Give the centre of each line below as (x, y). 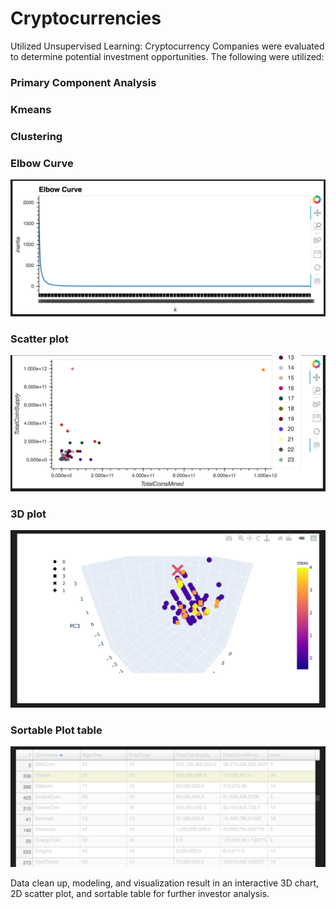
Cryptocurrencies (86, 18)
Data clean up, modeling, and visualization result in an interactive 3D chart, (165, 883)
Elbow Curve (42, 163)
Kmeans (31, 109)
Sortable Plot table (56, 730)
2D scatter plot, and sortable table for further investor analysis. (140, 894)
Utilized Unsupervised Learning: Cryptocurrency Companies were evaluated (167, 46)
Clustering (36, 136)
